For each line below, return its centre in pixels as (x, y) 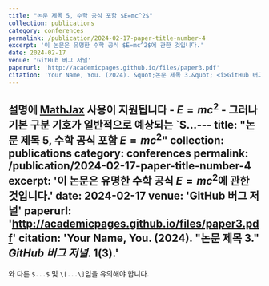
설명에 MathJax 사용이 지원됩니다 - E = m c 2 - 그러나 (133, 109)
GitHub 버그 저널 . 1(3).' (64, 254)
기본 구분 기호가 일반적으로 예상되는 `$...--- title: (123, 125)
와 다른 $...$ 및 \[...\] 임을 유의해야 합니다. (79, 274)
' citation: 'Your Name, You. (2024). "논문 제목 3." (136, 238)
